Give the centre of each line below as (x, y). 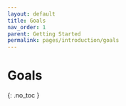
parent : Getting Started (44, 34)
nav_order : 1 (27, 27)
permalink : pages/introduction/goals (63, 41)
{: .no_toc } (23, 95)
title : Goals (27, 21)
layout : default (31, 14)
